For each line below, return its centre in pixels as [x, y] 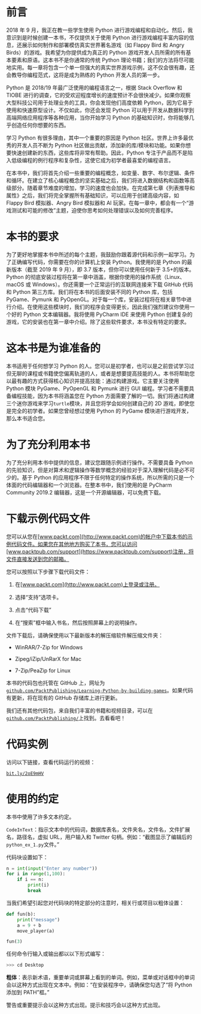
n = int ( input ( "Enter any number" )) [52, 869]
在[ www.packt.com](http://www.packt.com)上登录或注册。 [87, 584]
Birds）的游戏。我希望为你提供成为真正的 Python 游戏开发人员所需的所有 [96, 52]
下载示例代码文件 [48, 519]
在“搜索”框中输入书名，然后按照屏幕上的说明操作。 [77, 623]
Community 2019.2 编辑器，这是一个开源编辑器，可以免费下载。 [85, 492]
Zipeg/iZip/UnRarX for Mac [48, 658]
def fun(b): [21, 914]
